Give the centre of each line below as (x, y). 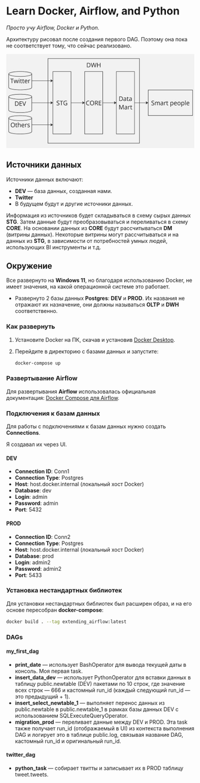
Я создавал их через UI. (37, 444)
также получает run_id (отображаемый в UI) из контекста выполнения (104, 728)
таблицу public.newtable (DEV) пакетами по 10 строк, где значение (100, 683)
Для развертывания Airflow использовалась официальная (81, 392)
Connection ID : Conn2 (43, 537)
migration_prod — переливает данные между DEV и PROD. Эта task (101, 722)
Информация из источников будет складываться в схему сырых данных (99, 215)
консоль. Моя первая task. (49, 671)
